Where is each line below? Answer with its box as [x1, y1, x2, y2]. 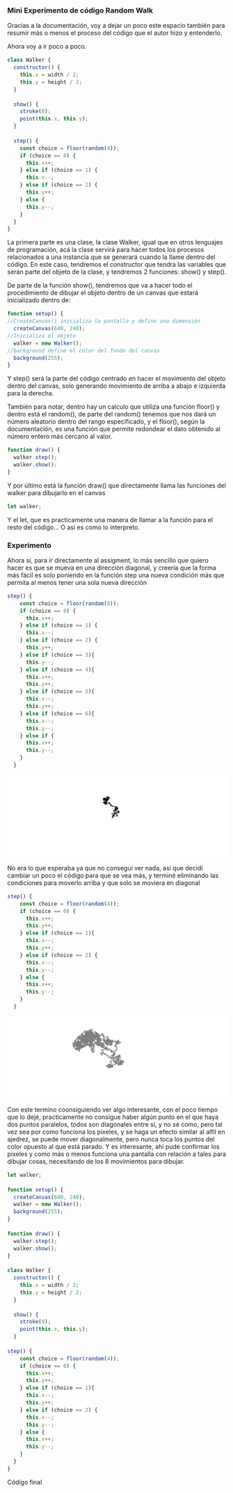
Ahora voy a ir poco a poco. [7, 42, 87, 51]
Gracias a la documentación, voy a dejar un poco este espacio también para [7, 22, 225, 30]
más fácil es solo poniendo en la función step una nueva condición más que [7, 570, 225, 579]
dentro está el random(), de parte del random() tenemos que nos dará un [7, 410, 216, 419]
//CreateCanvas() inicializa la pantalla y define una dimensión [7, 318, 200, 325]
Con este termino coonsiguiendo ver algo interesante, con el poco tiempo [7, 1105, 218, 1113]
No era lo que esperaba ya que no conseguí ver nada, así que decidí [7, 863, 203, 872]
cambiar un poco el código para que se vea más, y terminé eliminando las [7, 871, 219, 880]
